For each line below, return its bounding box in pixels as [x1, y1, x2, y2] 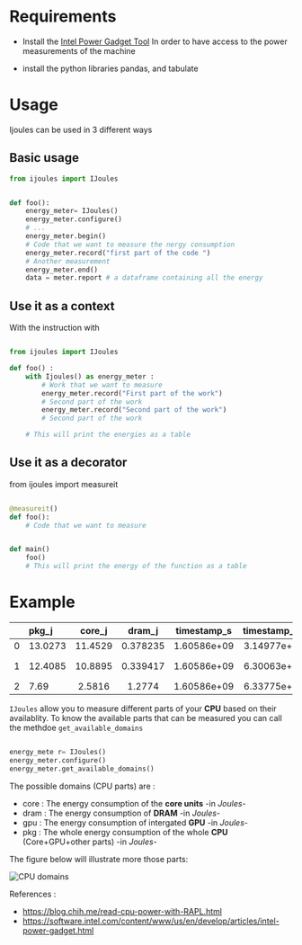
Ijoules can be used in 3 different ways [9, 124, 153, 135]
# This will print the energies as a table [25, 430, 191, 440]
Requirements [9, 6, 117, 27]
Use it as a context [9, 299, 115, 314]
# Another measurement [25, 256, 111, 266]
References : [9, 888, 57, 899]
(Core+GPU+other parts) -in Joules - [22, 836, 157, 847]
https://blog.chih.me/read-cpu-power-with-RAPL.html [22, 905, 223, 916]
